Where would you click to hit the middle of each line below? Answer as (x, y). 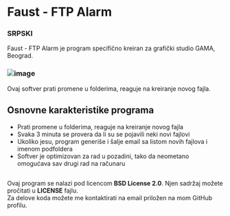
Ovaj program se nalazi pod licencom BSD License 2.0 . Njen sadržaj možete (115, 183)
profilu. (17, 205)
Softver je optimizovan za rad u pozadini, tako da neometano (103, 156)
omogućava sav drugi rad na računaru (71, 163)
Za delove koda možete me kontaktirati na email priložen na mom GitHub (110, 197)
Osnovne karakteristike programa (81, 110)
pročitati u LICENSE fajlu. (43, 191)
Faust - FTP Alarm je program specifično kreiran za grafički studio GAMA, (111, 48)
